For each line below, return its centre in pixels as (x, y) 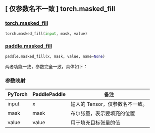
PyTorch (18, 94)
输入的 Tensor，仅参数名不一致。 (109, 104)
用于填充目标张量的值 (95, 123)
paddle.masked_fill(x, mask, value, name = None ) (55, 56)
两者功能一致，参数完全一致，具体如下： (46, 66)
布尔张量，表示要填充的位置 (103, 114)
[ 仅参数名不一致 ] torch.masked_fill (60, 9)
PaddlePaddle (49, 94)
